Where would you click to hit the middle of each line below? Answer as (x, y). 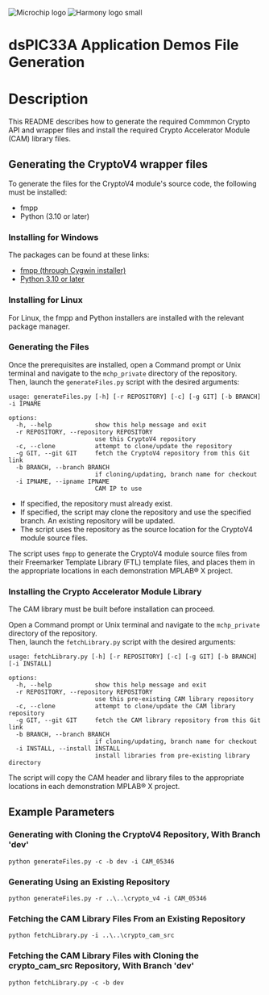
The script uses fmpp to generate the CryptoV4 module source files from (128, 553)
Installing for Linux (46, 300)
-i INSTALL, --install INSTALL (68, 749)
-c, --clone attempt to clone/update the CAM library (126, 707)
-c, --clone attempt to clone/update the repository (124, 446)
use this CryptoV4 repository (145, 439)
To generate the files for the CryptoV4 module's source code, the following (132, 183)
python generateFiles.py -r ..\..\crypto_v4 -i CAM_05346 (108, 899)
